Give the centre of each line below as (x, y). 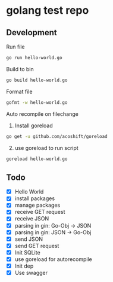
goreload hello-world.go (37, 159)
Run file (15, 47)
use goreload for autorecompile (53, 259)
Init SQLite (27, 252)
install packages (35, 198)
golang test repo (48, 10)
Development (32, 33)
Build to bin (20, 69)
